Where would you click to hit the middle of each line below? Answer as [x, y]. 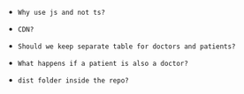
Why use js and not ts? [61, 12]
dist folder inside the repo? [73, 81]
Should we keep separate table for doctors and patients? [126, 47]
